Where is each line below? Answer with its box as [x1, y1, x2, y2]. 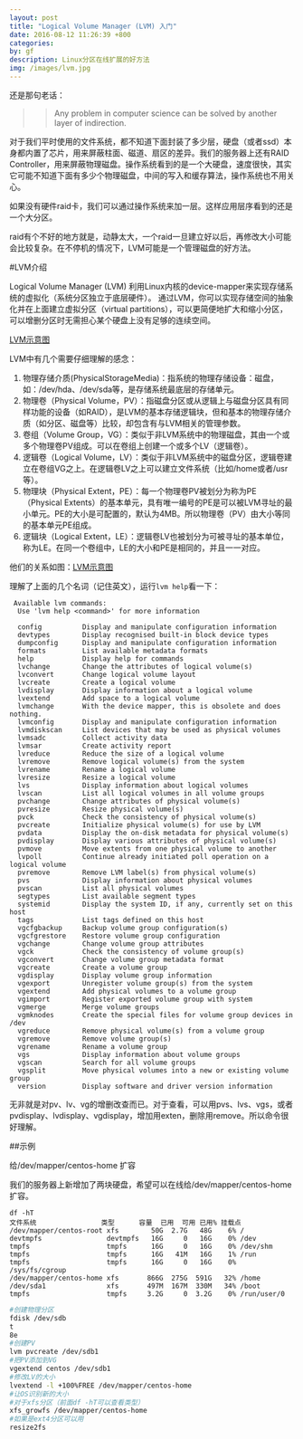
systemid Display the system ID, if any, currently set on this [17, 900, 294, 909]
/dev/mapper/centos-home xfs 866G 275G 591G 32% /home [9, 1273, 260, 1282]
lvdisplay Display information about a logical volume [17, 685, 253, 695]
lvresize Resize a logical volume [17, 773, 176, 782]
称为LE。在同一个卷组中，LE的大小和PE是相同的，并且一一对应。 [22, 542, 265, 553]
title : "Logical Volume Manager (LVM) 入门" [9, 22, 177, 31]
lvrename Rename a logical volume [17, 765, 176, 774]
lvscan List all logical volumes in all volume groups [17, 788, 265, 797]
